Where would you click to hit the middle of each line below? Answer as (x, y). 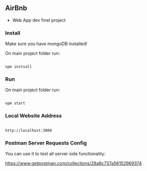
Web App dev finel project (39, 20)
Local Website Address (33, 116)
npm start (15, 104)
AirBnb (16, 8)
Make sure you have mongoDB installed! (46, 44)
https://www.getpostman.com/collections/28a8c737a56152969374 (73, 163)
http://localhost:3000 (28, 130)
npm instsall (19, 67)
